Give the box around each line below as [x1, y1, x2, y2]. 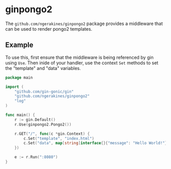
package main [5, 75, 33, 80]
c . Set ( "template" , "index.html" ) [23, 136, 95, 141]
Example [5, 41, 34, 50]
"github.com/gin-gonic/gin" [14, 89, 74, 94]
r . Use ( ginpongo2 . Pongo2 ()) [14, 122, 72, 127]
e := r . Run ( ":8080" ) [14, 155, 58, 160]
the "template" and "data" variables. [5, 65, 81, 71]
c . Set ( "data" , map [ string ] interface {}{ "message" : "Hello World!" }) [23, 140, 169, 146]
